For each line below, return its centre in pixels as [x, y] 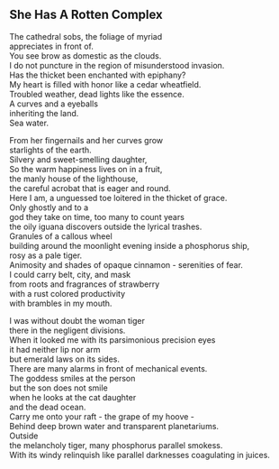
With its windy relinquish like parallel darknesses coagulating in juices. [139, 455]
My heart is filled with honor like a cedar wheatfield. [105, 84]
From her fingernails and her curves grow [86, 140]
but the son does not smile [58, 388]
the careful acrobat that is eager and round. [90, 188]
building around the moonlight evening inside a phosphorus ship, [130, 245]
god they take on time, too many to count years [97, 216]
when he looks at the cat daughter [73, 397]
